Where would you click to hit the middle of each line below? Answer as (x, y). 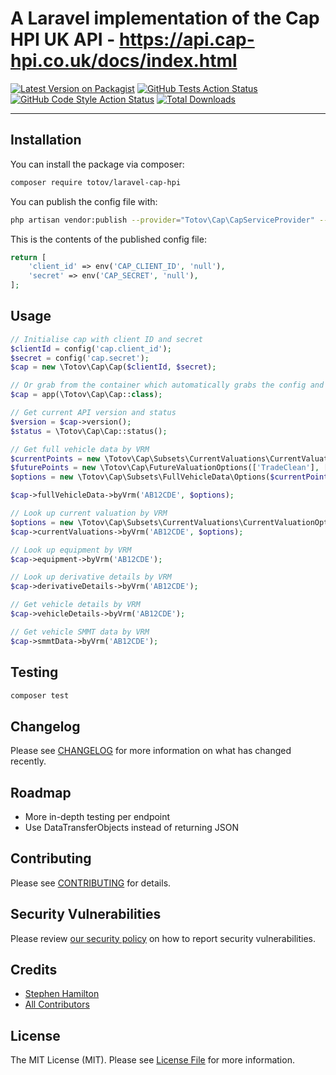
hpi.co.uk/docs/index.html (124, 61)
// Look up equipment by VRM (71, 550)
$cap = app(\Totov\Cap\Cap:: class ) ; (86, 395)
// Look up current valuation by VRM (89, 513)
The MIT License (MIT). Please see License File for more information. (152, 1060)
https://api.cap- (187, 39)
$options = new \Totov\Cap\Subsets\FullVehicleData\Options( (140, 477)
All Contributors (57, 1004)
